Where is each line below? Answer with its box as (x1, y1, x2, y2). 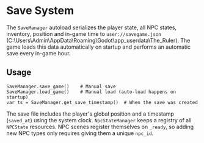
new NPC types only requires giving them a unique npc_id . (6, 129, 154, 137)
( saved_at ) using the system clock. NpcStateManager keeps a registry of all (6, 116, 192, 124)
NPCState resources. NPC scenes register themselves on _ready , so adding (6, 123, 194, 130)
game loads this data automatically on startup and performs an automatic (6, 43, 191, 51)
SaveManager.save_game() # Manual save (6, 83, 116, 89)
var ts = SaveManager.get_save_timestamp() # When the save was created (6, 99, 199, 105)
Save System (6, 4, 75, 18)
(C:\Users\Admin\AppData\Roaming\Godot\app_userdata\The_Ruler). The (6, 37, 191, 44)
